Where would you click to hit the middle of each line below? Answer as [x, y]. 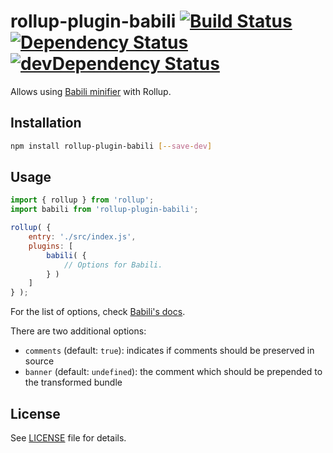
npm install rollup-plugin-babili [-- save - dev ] [111, 146]
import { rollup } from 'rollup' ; [82, 200]
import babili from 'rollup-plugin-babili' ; [104, 210]
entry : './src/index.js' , [82, 237]
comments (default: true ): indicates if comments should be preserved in [169, 351]
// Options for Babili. [113, 265]
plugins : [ [51, 246]
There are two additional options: [78, 331]
